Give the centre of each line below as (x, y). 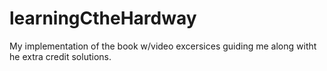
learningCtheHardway (103, 18)
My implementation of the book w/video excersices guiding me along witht (163, 46)
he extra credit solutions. (60, 56)
